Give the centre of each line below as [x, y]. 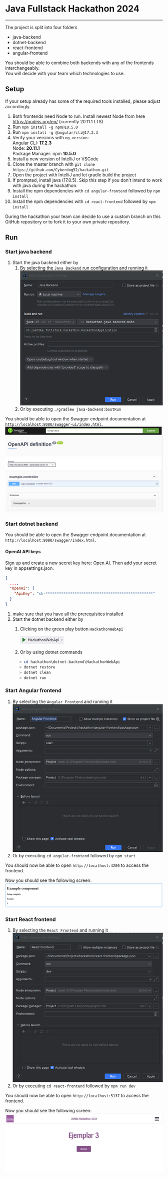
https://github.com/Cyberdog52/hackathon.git [60, 170]
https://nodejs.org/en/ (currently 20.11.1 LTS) [58, 121]
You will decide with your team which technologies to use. [65, 73]
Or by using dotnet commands [51, 652]
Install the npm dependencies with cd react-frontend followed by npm [84, 201]
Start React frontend [30, 919]
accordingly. [18, 106]
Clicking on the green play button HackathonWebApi [71, 629]
